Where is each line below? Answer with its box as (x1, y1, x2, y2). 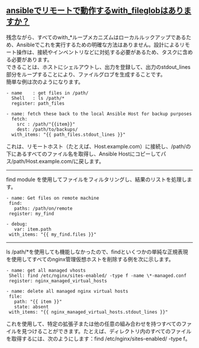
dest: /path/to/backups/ (17, 126, 78, 132)
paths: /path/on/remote (14, 205, 73, 211)
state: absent (14, 303, 49, 310)
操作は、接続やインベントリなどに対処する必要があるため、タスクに (16, 48, 182, 55)
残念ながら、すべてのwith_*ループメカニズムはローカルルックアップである (6, 33, 187, 40)
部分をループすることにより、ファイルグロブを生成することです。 (6, 71, 166, 78)
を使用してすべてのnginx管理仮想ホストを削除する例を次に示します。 (6, 255, 174, 262)
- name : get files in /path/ (6, 90, 89, 96)
